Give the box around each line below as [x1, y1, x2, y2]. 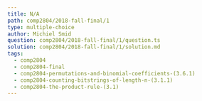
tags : [7, 51, 23, 58]
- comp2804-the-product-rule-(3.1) [14, 83, 119, 90]
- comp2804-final [14, 63, 65, 70]
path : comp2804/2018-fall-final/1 [7, 17, 110, 24]
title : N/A [7, 10, 40, 18]
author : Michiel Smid [7, 30, 72, 38]
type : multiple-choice [7, 23, 75, 31]
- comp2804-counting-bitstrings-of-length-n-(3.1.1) [14, 76, 174, 84]
